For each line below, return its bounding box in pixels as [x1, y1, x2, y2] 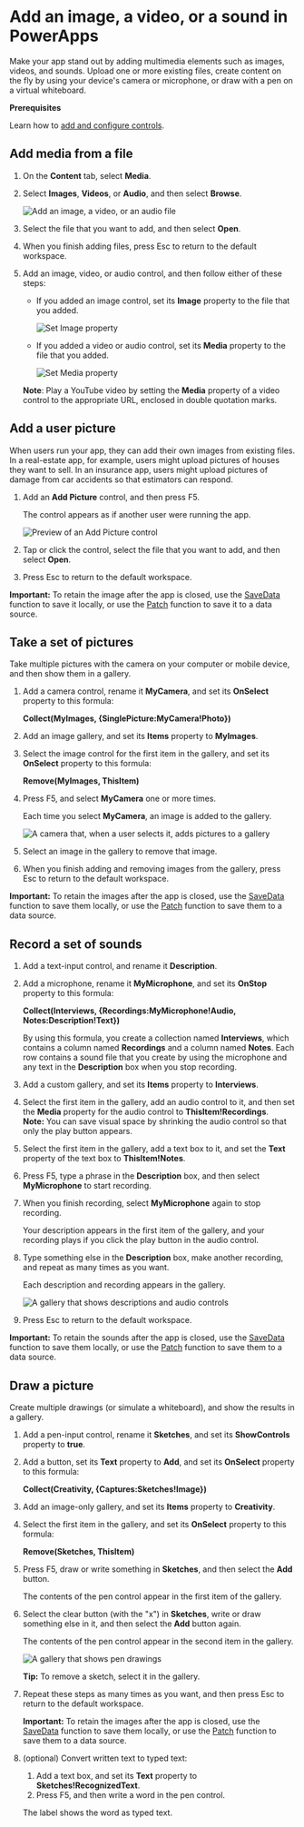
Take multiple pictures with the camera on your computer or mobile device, [9, 658, 290, 669]
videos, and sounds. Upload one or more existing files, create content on [9, 65, 282, 76]
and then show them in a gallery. [9, 668, 132, 679]
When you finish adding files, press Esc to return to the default [22, 241, 257, 252]
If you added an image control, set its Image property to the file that [35, 295, 290, 306]
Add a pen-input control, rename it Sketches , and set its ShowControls [22, 1429, 290, 1440]
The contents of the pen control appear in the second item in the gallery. [22, 1636, 294, 1646]
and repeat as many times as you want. [22, 1262, 170, 1273]
